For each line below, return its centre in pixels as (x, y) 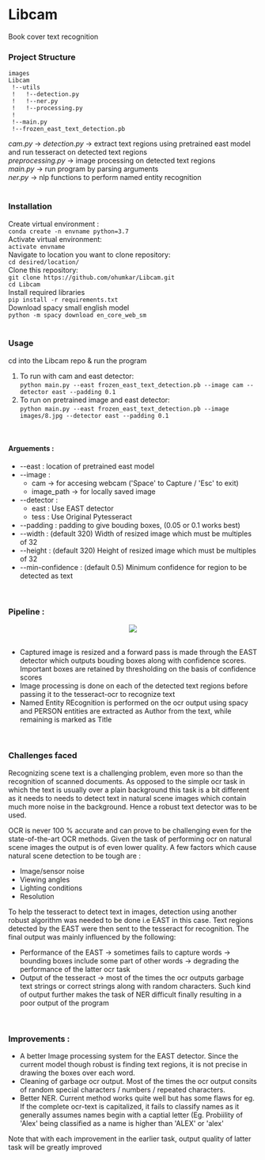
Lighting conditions (51, 888)
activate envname (37, 247)
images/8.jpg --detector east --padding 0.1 (94, 415)
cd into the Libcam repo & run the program (78, 360)
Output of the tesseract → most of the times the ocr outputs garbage (132, 978)
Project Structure (42, 57)
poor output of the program (64, 1003)
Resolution (37, 896)
